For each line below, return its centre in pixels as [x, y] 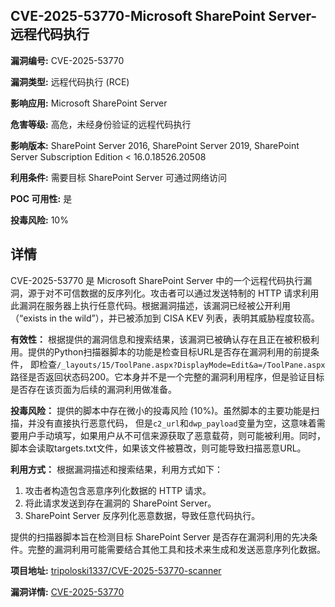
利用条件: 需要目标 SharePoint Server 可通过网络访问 [118, 177]
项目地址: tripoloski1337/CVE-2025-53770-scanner [116, 570]
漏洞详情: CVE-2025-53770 [67, 591]
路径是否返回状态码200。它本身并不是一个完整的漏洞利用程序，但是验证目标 [167, 376]
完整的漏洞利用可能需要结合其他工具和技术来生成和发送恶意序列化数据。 [176, 549]
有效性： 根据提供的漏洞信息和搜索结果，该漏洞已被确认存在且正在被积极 [160, 339]
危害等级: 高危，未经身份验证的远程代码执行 [101, 124]
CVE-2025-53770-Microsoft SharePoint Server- [164, 16]
